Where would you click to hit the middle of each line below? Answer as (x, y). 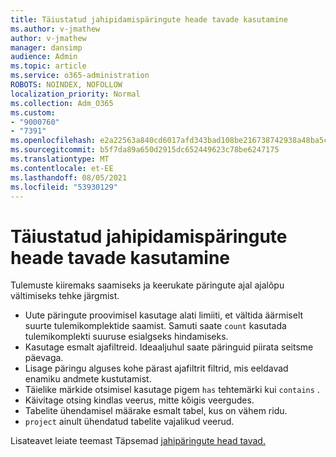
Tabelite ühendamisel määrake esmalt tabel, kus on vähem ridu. (156, 411)
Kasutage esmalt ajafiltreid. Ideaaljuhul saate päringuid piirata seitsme (169, 347)
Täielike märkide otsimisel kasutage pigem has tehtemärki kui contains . (172, 390)
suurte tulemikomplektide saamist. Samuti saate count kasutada (155, 326)
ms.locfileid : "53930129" (64, 187)
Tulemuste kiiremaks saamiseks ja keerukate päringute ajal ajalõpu (147, 285)
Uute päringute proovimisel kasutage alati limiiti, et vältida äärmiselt (164, 315)
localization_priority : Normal (75, 94)
